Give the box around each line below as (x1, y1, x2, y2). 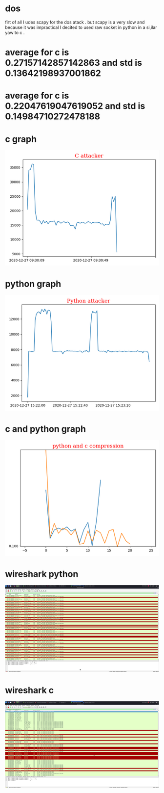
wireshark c (5, 685, 54, 696)
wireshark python (5, 569, 79, 580)
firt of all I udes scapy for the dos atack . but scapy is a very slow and (5, 19, 145, 25)
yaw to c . (5, 29, 25, 35)
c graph (5, 133, 37, 145)
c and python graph (5, 423, 86, 435)
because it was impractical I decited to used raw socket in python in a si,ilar (5, 24, 157, 30)
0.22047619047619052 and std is (5, 101, 145, 112)
